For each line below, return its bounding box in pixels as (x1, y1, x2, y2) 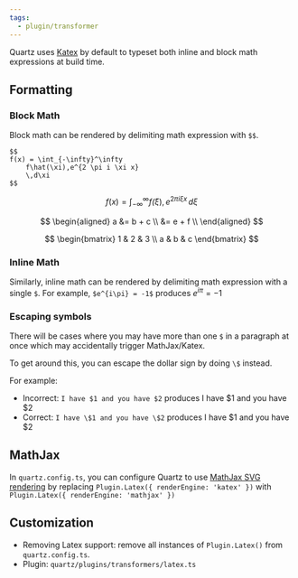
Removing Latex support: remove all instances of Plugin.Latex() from (22, 539, 283, 550)
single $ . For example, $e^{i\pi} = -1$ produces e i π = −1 (9, 285, 223, 298)
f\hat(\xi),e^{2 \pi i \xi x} (25, 163, 140, 172)
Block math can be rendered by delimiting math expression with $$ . (9, 130, 259, 141)
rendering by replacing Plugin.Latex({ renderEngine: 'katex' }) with (9, 480, 272, 492)
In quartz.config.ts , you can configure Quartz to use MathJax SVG (9, 471, 261, 482)
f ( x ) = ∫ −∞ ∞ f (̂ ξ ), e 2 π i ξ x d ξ (105, 195, 199, 209)
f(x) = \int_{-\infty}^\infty (9, 155, 124, 164)
